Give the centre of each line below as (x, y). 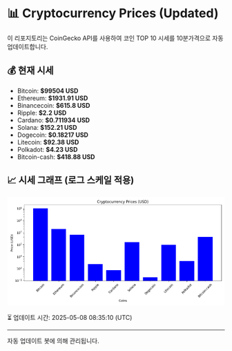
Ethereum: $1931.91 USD (52, 98)
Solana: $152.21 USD (47, 127)
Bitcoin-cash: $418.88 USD (56, 157)
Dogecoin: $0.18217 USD (52, 135)
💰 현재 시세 (30, 71)
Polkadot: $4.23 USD (47, 149)
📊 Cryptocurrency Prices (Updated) (113, 13)
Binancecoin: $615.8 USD (54, 105)
